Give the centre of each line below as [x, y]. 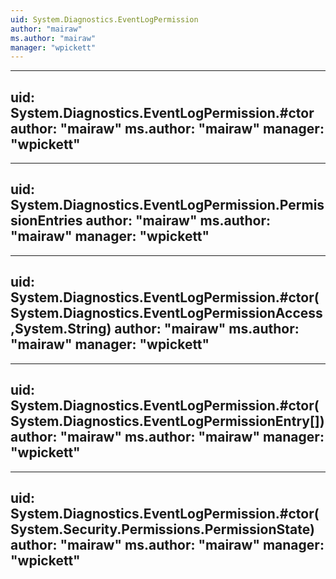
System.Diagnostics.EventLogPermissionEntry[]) [167, 421]
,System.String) [61, 329]
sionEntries [46, 221]
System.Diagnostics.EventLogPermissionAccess [166, 313]
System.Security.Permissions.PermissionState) [162, 529]
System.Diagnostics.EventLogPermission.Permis [167, 205]
